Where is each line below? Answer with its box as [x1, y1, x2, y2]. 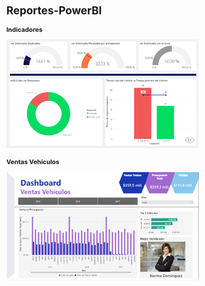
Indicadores [6, 26, 43, 34]
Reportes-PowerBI [6, 4, 102, 18]
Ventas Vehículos [6, 158, 60, 166]
